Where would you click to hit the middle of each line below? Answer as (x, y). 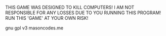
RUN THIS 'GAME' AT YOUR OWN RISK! (47, 18)
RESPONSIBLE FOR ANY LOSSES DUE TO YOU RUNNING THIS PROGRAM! (83, 13)
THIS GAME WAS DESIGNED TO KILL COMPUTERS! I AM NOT (70, 7)
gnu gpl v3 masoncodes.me (34, 28)
